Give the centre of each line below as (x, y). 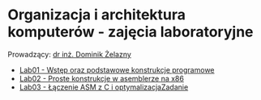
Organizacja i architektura (97, 15)
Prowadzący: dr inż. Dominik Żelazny (69, 54)
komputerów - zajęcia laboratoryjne (130, 32)
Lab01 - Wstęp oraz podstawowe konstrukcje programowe (117, 69)
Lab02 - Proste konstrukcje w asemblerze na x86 (101, 78)
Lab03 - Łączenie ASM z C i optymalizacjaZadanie (104, 87)
